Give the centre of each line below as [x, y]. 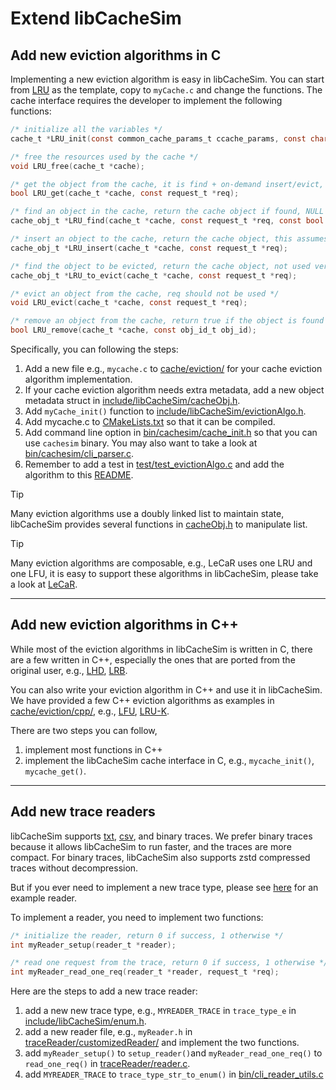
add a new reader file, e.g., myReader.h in [108, 1032]
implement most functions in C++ [93, 749]
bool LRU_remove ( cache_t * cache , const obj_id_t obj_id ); [133, 330]
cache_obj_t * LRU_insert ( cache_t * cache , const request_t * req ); [149, 248]
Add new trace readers [83, 812]
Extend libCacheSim [96, 18]
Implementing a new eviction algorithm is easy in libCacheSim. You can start [167, 79]
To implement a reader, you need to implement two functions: [137, 917]
